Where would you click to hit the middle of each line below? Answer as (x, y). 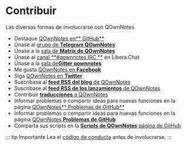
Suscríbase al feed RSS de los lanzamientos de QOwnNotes (87, 88)
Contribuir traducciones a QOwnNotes (61, 94)
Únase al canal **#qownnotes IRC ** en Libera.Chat (77, 57)
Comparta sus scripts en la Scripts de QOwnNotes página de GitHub (97, 125)
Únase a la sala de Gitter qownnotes (58, 63)
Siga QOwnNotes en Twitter (48, 76)
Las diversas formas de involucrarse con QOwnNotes (70, 27)
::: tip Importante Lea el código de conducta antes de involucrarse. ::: (89, 137)
